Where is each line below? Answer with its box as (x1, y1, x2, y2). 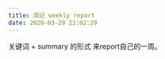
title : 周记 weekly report (8, 11, 95, 20)
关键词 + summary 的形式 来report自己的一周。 (8, 41, 162, 51)
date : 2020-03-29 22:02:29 (8, 19, 98, 27)
